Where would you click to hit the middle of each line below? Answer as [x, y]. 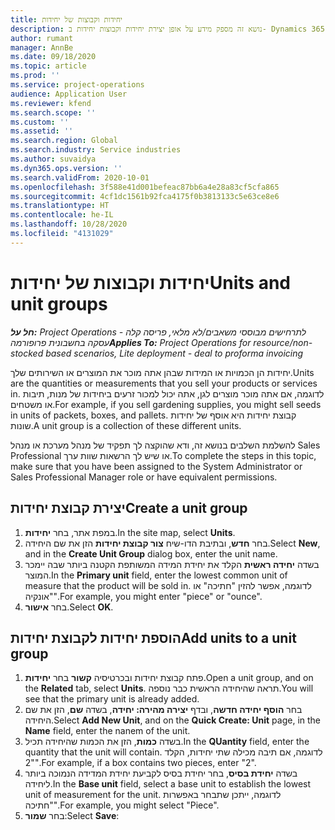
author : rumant [42, 38]
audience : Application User [69, 94]
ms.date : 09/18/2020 [53, 57]
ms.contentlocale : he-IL [62, 215]
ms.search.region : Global [64, 141]
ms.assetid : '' [42, 131]
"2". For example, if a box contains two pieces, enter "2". [140, 763]
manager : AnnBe [42, 47]
